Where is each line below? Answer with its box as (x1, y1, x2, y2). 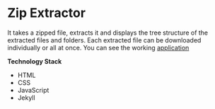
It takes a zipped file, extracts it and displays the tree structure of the (7, 28, 209, 37)
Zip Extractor (7, 5, 86, 21)
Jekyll (17, 93, 35, 102)
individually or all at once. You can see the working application (7, 43, 190, 52)
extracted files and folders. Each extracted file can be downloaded (7, 35, 202, 44)
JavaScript (17, 86, 50, 94)
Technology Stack (7, 57, 62, 65)
